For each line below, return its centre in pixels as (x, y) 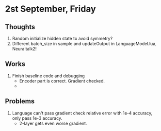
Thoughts (20, 27)
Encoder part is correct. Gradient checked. (62, 81)
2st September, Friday (50, 9)
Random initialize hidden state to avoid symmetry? (62, 38)
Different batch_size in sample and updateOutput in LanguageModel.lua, (84, 44)
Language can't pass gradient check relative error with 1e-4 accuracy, (82, 113)
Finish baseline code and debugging (48, 76)
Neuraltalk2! (24, 49)
